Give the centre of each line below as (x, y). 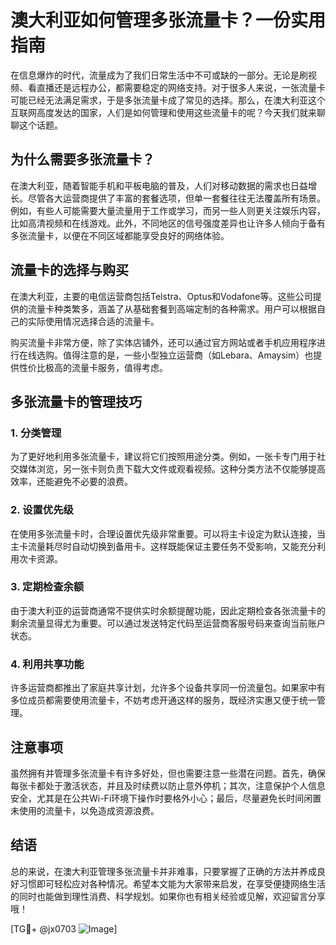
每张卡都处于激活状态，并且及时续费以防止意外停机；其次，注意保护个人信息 (168, 785)
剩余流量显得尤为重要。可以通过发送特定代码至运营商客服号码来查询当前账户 (168, 623)
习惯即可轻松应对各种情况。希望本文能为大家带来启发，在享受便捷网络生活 (172, 883)
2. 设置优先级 (42, 510)
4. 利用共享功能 (47, 664)
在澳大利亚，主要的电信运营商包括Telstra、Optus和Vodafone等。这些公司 (161, 296)
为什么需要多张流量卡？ (82, 159)
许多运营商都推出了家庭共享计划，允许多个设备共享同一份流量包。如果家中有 (168, 688)
